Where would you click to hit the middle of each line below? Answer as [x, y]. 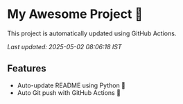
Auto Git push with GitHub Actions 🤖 [69, 92]
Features [27, 69]
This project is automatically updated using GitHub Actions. [92, 33]
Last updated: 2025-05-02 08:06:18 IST [65, 46]
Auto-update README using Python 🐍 [71, 85]
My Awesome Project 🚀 [75, 14]
